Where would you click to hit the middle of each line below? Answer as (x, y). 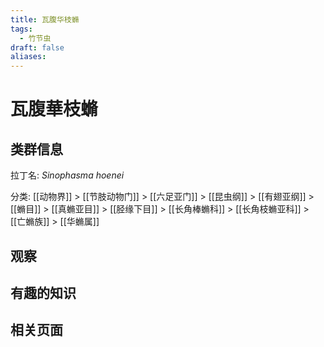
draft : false (37, 47)
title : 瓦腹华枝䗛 (45, 19)
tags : (21, 29)
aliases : (28, 57)
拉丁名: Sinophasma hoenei (67, 175)
